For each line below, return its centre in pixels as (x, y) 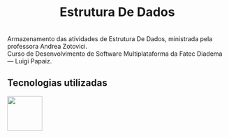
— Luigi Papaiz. (30, 61)
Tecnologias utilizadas (57, 83)
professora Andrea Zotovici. (47, 46)
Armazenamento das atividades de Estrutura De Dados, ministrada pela (110, 38)
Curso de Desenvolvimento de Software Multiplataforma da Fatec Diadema (115, 54)
